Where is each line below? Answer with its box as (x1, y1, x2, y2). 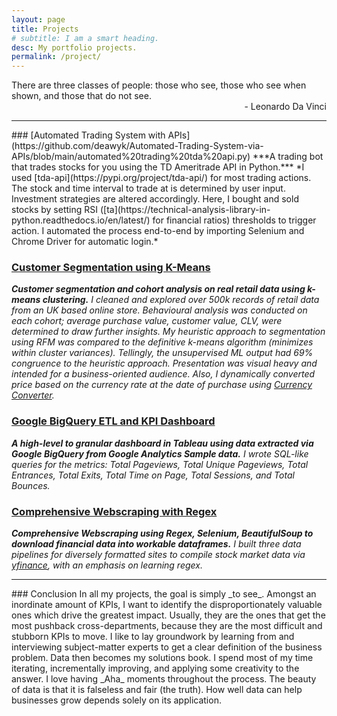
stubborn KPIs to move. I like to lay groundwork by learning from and (11, 631, 295, 643)
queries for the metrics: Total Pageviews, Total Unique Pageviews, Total (11, 458, 309, 470)
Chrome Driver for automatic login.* (11, 236, 159, 248)
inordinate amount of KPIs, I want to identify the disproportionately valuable (11, 599, 323, 611)
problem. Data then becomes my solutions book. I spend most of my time (11, 652, 314, 664)
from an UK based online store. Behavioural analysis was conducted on (11, 304, 308, 316)
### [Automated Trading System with (11, 129, 166, 141)
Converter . (11, 389, 55, 401)
